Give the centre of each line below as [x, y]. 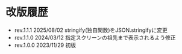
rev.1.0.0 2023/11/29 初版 [45, 45]
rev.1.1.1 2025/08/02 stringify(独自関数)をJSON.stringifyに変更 [91, 30]
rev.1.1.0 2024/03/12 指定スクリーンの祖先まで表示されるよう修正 [95, 37]
